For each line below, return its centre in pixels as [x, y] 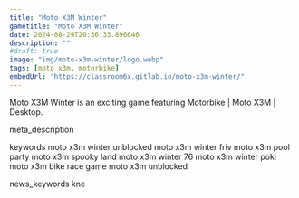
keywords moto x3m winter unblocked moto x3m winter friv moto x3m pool [149, 146]
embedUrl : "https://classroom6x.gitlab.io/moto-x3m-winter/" [127, 77]
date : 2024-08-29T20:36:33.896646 [75, 34]
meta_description [42, 129]
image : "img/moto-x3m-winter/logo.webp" [87, 60]
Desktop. [26, 112]
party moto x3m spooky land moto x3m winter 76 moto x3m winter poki [143, 156]
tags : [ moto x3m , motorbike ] [64, 69]
